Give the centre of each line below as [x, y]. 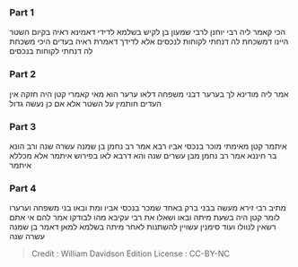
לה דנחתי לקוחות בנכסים [51, 51]
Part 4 [23, 188]
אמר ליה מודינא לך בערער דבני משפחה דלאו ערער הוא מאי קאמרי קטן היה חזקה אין [149, 94]
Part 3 [23, 126]
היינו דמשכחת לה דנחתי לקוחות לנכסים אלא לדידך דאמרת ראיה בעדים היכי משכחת [149, 41]
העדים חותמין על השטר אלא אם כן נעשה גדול [85, 103]
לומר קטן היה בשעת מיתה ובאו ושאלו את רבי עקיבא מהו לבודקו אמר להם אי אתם [145, 218]
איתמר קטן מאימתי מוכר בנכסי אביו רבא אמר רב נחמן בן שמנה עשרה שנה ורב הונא [148, 146]
